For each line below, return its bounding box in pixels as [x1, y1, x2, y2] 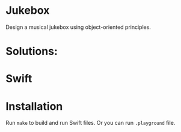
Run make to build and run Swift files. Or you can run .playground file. [5, 119, 176, 127]
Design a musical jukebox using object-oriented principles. [5, 23, 152, 31]
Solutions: [5, 44, 58, 58]
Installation [5, 100, 63, 113]
